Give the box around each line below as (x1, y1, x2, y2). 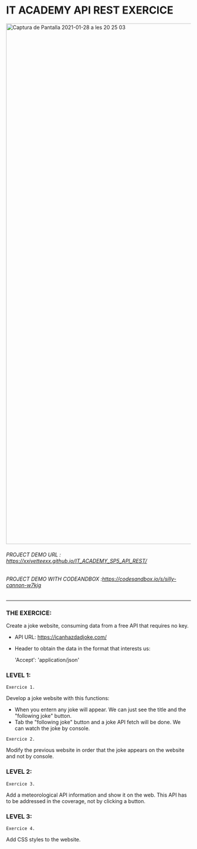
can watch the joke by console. (14, 725, 90, 732)
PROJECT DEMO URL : (6, 551, 62, 558)
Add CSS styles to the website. (6, 835, 81, 843)
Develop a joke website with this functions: (6, 695, 110, 702)
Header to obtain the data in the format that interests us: (14, 645, 151, 652)
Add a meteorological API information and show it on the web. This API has (6, 791, 187, 798)
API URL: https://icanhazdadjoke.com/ (14, 634, 107, 641)
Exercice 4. (6, 825, 35, 831)
